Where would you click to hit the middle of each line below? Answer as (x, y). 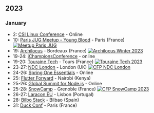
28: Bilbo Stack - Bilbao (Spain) (46, 100)
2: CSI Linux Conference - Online (48, 34)
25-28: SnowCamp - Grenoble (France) (54, 89)
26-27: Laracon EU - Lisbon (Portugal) (53, 94)
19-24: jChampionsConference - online (54, 56)
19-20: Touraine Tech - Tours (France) (53, 62)
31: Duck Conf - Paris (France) (45, 105)
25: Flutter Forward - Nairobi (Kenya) (52, 78)
